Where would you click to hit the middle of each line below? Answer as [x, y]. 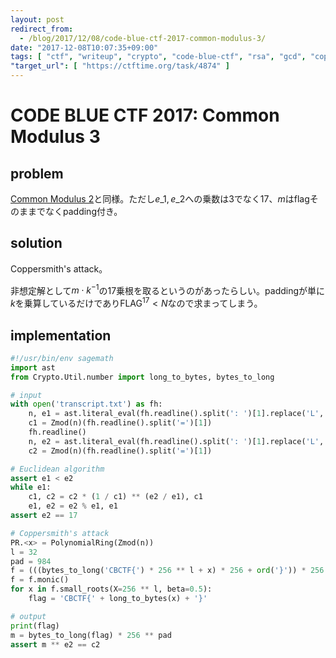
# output [28, 616]
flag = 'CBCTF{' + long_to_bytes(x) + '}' [118, 599]
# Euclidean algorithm [57, 469]
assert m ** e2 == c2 [55, 644]
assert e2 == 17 [44, 516]
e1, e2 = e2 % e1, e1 [73, 506]
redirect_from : [42, 29]
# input [26, 395]
